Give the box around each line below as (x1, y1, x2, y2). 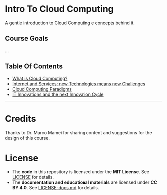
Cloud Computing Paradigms (12, 86, 72, 92)
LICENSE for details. (12, 174, 54, 180)
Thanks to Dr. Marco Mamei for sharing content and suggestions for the (5, 129, 152, 135)
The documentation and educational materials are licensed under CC (12, 179, 158, 185)
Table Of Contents (5, 62, 63, 71)
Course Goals (5, 34, 48, 43)
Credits (5, 113, 36, 124)
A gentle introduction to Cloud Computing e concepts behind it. (5, 20, 135, 26)
